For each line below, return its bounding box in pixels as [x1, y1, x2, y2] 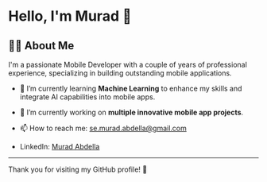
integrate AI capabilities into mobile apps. [19, 92, 156, 102]
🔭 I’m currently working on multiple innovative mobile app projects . [19, 107, 244, 117]
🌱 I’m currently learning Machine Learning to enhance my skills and [19, 83, 242, 93]
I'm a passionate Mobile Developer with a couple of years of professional [8, 60, 248, 69]
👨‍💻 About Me [8, 39, 75, 52]
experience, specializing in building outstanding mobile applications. [8, 68, 232, 78]
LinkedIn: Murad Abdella [19, 142, 100, 151]
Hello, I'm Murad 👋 [8, 7, 133, 25]
